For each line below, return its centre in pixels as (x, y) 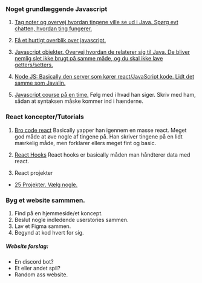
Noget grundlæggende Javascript (57, 9)
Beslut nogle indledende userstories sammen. (71, 220)
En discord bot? (34, 261)
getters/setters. (34, 65)
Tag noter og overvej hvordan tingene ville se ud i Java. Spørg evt (96, 22)
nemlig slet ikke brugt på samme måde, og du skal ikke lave (89, 59)
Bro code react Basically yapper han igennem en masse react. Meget (100, 130)
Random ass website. (41, 275)
